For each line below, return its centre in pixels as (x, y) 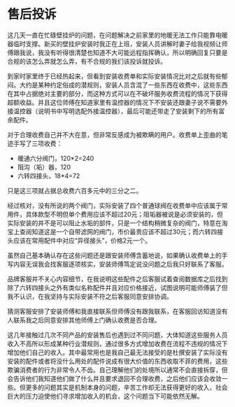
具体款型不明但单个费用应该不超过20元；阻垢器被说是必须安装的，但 (124, 214)
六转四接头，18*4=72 (49, 176)
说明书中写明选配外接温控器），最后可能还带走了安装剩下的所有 (128, 111)
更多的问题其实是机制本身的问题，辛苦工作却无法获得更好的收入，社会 (127, 387)
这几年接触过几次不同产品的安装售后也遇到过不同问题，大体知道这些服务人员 (117, 335)
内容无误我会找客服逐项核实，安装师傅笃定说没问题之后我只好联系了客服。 (120, 264)
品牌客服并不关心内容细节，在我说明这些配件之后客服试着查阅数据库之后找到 (117, 279)
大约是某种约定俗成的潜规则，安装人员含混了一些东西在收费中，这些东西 (123, 85)
